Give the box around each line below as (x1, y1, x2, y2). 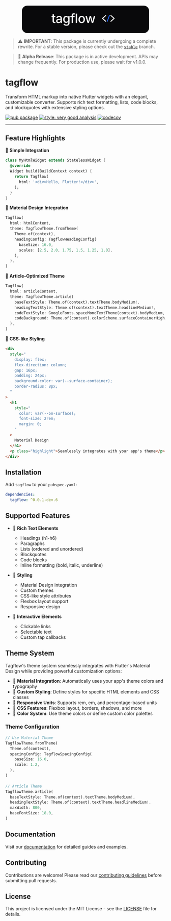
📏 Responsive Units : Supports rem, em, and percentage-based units (12, 700, 157, 706)
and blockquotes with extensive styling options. (5, 104, 105, 110)
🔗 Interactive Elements (12, 613, 62, 619)
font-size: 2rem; (18, 416, 56, 421)
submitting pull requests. (5, 877, 58, 883)
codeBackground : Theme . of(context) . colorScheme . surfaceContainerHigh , (14, 316, 167, 321)
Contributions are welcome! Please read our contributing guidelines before (5, 872, 162, 878)
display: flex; (14, 357, 47, 362)
